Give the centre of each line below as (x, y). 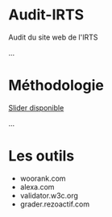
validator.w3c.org (49, 195)
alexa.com (37, 186)
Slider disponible (36, 107)
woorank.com (43, 178)
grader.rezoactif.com (55, 204)
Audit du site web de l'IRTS (53, 37)
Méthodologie (56, 86)
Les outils (41, 156)
